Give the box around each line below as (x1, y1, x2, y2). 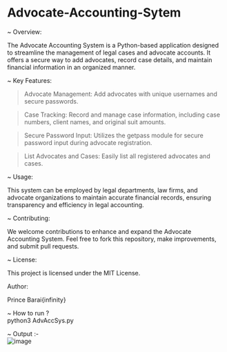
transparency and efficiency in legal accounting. (7, 200, 144, 208)
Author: (7, 282, 29, 291)
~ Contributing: (7, 214, 50, 222)
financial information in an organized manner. (7, 63, 136, 71)
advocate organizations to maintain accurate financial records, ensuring (7, 193, 212, 202)
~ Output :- (7, 329, 39, 338)
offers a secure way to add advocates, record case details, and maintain (7, 55, 213, 63)
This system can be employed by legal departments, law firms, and (7, 186, 198, 194)
